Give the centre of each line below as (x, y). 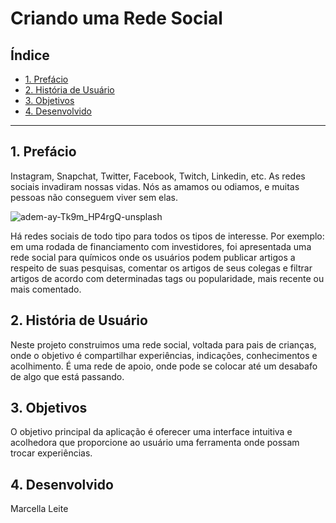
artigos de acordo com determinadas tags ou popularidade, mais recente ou (167, 278)
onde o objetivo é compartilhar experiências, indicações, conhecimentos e (164, 355)
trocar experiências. (51, 453)
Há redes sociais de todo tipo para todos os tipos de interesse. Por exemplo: (167, 236)
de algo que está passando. (67, 376)
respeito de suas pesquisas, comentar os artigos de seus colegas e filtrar (161, 268)
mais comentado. (46, 289)
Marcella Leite (39, 509)
